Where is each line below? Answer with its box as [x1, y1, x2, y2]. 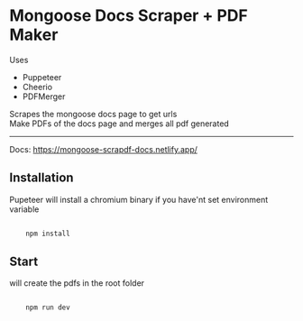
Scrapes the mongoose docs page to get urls [9, 108, 178, 119]
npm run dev [25, 303, 70, 312]
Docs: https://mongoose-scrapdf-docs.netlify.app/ [9, 143, 198, 154]
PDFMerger [22, 91, 66, 102]
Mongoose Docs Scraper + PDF [9, 5, 248, 26]
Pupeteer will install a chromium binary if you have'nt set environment [9, 194, 269, 205]
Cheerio [22, 81, 52, 92]
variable [9, 204, 40, 215]
